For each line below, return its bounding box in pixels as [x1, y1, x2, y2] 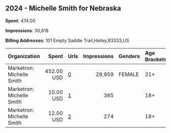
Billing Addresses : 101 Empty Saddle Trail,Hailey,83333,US [5, 37, 129, 43]
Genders [119, 52, 140, 60]
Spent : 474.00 [5, 17, 36, 23]
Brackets [145, 56, 167, 63]
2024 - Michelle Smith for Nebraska [5, 4, 121, 13]
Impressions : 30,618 [5, 28, 49, 34]
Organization [8, 52, 40, 60]
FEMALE [119, 71, 139, 78]
